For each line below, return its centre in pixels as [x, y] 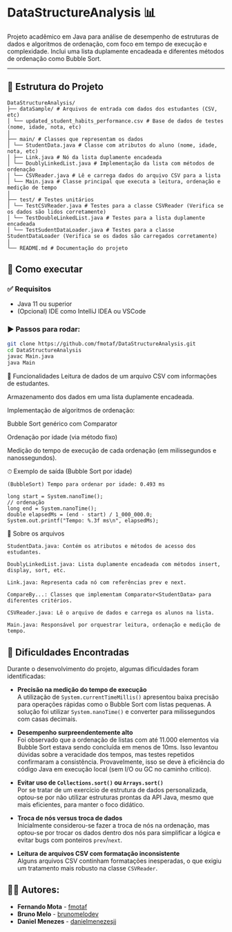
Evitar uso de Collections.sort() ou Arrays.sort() [90, 783]
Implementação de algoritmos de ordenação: [71, 410]
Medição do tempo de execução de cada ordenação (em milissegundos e [112, 450]
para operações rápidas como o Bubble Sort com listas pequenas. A [114, 704]
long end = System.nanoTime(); [52, 509]
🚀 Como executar [45, 269]
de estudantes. [28, 383]
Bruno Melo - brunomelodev [58, 914]
